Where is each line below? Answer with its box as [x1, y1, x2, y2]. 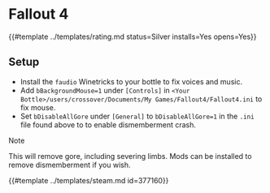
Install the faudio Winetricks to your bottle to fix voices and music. [20, 76, 242, 86]
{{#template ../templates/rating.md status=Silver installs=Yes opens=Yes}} [8, 32, 258, 41]
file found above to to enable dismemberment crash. [20, 119, 197, 130]
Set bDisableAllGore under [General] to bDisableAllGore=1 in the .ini [20, 111, 255, 121]
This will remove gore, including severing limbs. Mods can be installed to [8, 151, 252, 161]
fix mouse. [20, 102, 56, 112]
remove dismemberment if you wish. [8, 160, 132, 169]
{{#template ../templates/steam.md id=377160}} [8, 175, 169, 185]
